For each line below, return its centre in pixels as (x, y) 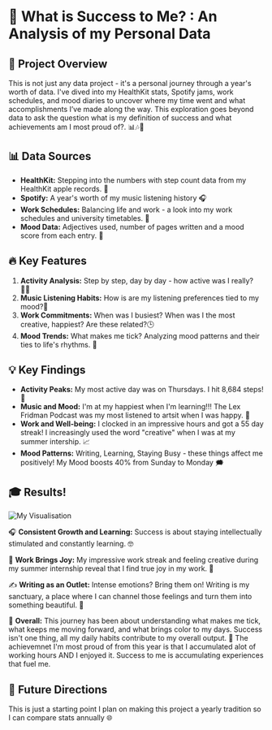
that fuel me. (30, 664)
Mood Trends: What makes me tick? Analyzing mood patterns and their (140, 335)
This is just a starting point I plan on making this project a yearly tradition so (135, 709)
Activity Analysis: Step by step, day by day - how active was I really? (137, 280)
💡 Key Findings (47, 370)
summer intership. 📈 (55, 442)
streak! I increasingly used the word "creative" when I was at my (127, 433)
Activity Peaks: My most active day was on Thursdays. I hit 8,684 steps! (142, 390)
